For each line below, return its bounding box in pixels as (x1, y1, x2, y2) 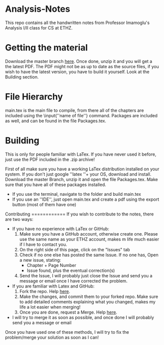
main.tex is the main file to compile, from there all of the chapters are (5, 107, 144, 113)
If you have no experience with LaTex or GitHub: (12, 226, 109, 232)
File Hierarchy (5, 91, 63, 103)
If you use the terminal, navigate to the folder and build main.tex (12, 191, 141, 197)
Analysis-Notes (5, 3, 70, 15)
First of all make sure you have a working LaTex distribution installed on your (5, 166, 160, 172)
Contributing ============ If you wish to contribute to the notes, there (5, 211, 154, 217)
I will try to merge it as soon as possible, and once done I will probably (12, 314, 154, 320)
